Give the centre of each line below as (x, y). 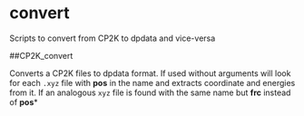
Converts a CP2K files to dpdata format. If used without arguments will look (150, 73)
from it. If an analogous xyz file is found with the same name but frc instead (150, 92)
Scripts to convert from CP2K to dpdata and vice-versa (113, 38)
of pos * (24, 101)
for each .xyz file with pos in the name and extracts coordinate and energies (152, 82)
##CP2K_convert (41, 55)
